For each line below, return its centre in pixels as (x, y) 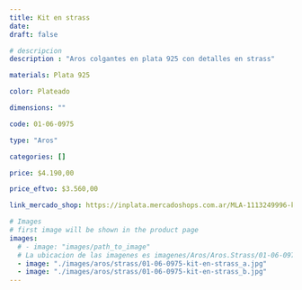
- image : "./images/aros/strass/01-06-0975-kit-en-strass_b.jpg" (142, 272)
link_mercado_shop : (46, 205)
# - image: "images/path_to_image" (84, 247)
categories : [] (38, 157)
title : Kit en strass (50, 18)
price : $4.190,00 (42, 173)
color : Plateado (40, 92)
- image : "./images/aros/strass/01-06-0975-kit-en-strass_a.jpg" (142, 263)
